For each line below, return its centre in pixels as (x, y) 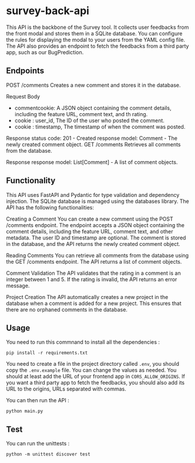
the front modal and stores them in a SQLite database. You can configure (94, 33)
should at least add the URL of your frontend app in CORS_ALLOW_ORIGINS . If (95, 376)
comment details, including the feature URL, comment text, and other (90, 231)
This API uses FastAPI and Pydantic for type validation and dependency (93, 195)
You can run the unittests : (38, 444)
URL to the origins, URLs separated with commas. (66, 389)
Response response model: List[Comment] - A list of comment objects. (92, 162)
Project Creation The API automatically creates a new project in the (87, 297)
